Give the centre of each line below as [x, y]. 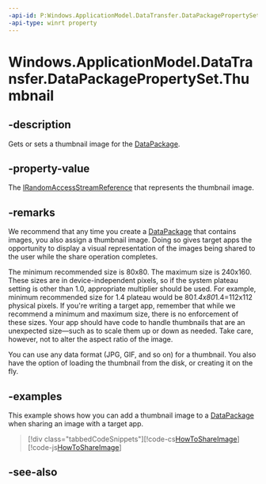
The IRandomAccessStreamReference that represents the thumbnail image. [131, 187]
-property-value [49, 168]
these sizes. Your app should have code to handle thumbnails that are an [127, 323]
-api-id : [23, 15]
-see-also [33, 473]
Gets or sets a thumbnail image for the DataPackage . [94, 144]
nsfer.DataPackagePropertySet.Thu [129, 79]
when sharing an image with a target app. [76, 423]
